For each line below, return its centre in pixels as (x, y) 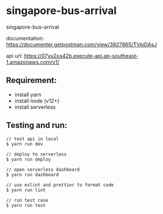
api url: (14, 56)
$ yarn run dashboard (33, 175)
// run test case (27, 200)
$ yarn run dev (25, 144)
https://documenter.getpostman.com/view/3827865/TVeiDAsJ (81, 44)
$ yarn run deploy (28, 159)
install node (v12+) (37, 101)
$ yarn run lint (26, 190)
